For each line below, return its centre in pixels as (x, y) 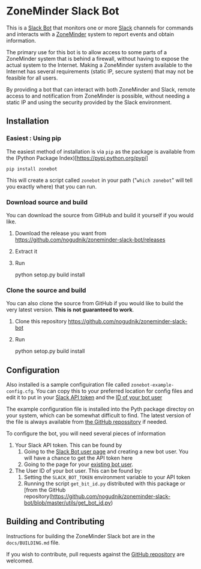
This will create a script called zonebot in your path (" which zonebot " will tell (100, 180)
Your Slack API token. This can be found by (68, 445)
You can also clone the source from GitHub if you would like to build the (95, 303)
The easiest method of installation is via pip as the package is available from (100, 151)
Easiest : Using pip (34, 138)
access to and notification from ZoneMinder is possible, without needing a (98, 96)
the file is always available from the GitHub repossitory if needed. (87, 422)
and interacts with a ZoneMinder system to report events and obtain (90, 34)
